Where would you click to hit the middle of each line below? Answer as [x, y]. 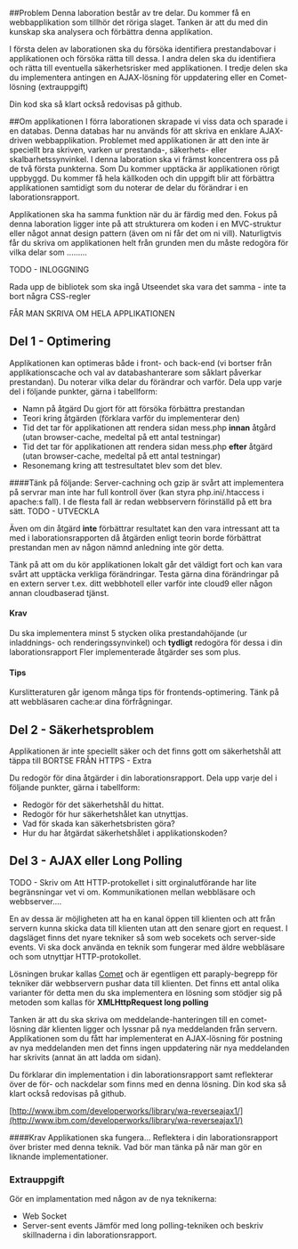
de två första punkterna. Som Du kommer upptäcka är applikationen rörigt [145, 169]
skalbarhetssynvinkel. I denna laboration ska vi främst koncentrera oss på [144, 159]
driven [21, 140]
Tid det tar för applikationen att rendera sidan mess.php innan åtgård [149, 428]
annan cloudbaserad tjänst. [59, 592]
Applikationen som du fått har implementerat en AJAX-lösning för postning [146, 1038]
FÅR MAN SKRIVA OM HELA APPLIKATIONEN [92, 314]
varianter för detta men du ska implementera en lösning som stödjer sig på [146, 992]
